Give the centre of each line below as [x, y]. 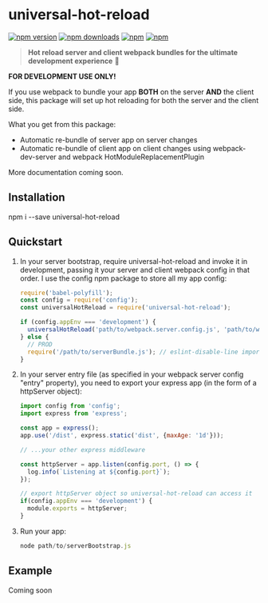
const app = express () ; [59, 428]
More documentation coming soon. [66, 172]
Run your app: [43, 531]
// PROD [40, 344]
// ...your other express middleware [83, 449]
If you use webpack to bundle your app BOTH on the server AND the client [131, 92]
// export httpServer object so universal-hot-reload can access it [136, 493]
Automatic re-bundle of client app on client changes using [115, 148]
